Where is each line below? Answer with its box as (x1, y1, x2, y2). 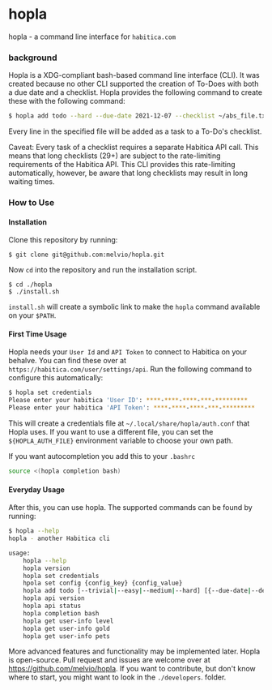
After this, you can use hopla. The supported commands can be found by (8, 503, 253, 512)
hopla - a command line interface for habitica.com (8, 32, 176, 41)
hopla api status (23, 602, 82, 611)
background (8, 52, 58, 63)
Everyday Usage (8, 484, 65, 495)
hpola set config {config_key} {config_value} (23, 579, 183, 588)
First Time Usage (8, 329, 67, 339)
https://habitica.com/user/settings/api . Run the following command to (8, 364, 253, 374)
